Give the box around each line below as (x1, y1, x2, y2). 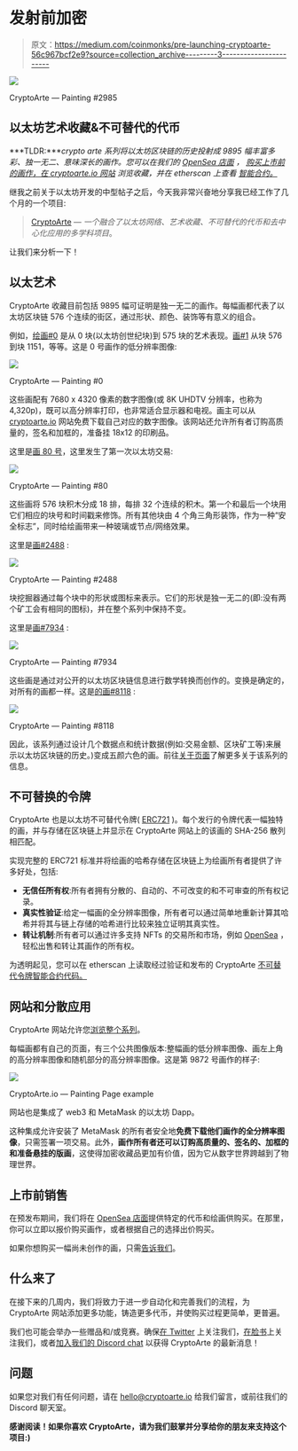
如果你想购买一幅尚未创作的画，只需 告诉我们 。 (9, 1243, 180, 1253)
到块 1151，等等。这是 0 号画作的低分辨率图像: (9, 341, 177, 351)
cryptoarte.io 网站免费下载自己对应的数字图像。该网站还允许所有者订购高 (9, 416, 277, 427)
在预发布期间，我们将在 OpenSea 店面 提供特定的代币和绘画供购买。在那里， (9, 1212, 288, 1223)
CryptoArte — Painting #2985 (9, 92, 118, 103)
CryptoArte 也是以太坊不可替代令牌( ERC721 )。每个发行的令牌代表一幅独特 (9, 814, 284, 825)
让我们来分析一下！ (9, 246, 80, 257)
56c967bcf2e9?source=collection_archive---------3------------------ (30, 49, 286, 59)
